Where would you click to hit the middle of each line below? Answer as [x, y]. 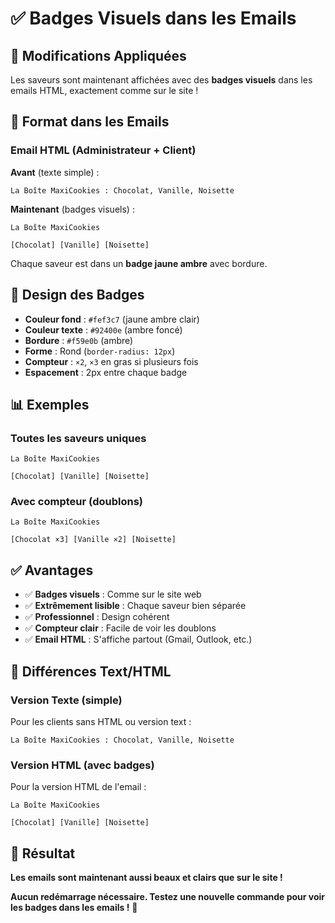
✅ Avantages [52, 570]
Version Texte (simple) [66, 700]
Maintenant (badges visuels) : [72, 209]
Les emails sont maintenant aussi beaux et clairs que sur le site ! [146, 878]
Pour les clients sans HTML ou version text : [101, 721]
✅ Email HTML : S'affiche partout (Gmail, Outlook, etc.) [138, 639]
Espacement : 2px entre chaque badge [106, 372]
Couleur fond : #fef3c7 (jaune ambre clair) [112, 319]
